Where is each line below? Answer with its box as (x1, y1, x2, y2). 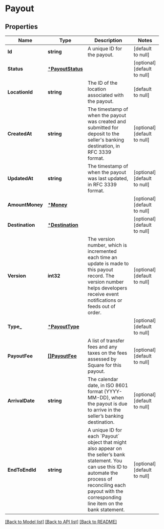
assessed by (87, 356, 117, 362)
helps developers (87, 285, 127, 291)
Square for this (87, 362, 122, 368)
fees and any (87, 343, 118, 350)
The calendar (87, 376, 118, 383)
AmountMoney (7, 201, 43, 208)
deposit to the (87, 130, 120, 137)
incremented (87, 248, 117, 255)
